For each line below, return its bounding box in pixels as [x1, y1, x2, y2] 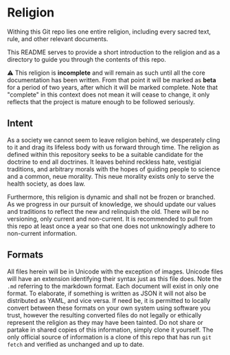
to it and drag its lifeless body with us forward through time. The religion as [7, 143, 220, 151]
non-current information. [7, 229, 78, 237]
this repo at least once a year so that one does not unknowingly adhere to [7, 221, 216, 230]
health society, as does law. [7, 180, 86, 188]
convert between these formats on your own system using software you [7, 304, 211, 312]
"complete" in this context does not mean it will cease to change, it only [7, 90, 210, 99]
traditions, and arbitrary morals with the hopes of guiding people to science [7, 164, 221, 173]
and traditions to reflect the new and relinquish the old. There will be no [7, 207, 209, 215]
